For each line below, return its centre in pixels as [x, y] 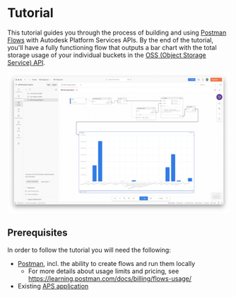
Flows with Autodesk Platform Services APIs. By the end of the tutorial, [111, 40]
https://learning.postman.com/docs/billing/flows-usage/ [110, 278]
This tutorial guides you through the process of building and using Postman [117, 32]
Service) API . [26, 62]
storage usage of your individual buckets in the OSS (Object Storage [107, 55]
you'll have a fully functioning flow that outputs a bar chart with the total [112, 47]
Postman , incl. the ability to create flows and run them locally [106, 263]
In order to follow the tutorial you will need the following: [89, 250]
